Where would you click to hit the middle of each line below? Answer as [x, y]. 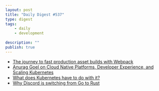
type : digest [19, 19]
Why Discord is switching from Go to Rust [56, 83]
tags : [11, 24]
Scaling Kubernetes [33, 72]
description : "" [22, 43]
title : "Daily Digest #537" [35, 15]
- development [29, 33]
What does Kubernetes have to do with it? [56, 77]
